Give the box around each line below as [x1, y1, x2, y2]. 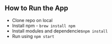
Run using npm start [12, 33, 55, 39]
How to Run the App [5, 4, 68, 12]
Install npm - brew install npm [12, 22, 76, 28]
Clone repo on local [12, 17, 53, 23]
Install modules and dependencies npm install [12, 27, 108, 34]
